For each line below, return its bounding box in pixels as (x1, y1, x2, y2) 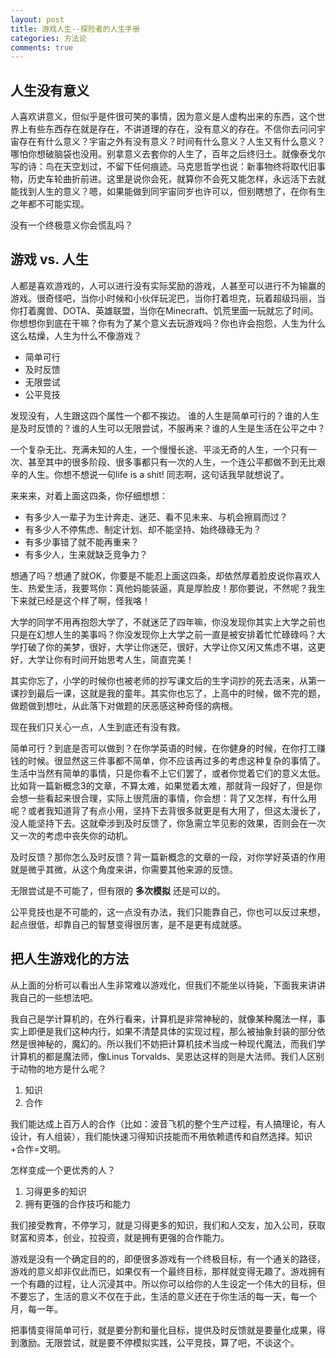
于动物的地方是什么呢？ (10, 1062, 107, 1075)
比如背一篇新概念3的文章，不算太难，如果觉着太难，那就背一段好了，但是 (10, 779, 314, 791)
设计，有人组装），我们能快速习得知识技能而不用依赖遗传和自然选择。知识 (10, 1130, 313, 1142)
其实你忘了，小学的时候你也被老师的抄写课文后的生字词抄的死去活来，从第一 (10, 674, 326, 686)
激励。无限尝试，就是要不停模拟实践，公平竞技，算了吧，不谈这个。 (18, 1336, 300, 1348)
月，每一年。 (10, 1302, 63, 1315)
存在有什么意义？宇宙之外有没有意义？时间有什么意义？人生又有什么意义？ (18, 136, 326, 148)
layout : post (10, 14, 65, 25)
